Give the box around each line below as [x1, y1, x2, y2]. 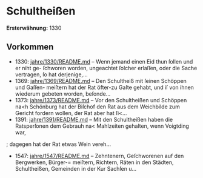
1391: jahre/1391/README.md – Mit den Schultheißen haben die [15, 116, 173, 123]
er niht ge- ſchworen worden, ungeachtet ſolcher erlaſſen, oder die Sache [15, 64, 198, 71]
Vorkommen [6, 42, 54, 52]
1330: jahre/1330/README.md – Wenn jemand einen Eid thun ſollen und [15, 58, 193, 65]
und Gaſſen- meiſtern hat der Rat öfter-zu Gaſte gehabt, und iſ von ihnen [15, 84, 194, 91]
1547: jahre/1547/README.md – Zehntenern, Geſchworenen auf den [15, 152, 184, 159]
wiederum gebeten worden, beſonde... [15, 90, 111, 97]
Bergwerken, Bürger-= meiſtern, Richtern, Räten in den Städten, [15, 159, 174, 166]
